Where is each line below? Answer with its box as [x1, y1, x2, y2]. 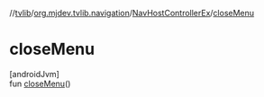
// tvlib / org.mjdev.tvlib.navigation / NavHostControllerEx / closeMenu [9, 8, 255, 18]
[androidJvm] [9, 68, 60, 79]
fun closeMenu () [9, 78, 71, 89]
